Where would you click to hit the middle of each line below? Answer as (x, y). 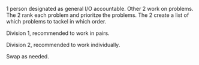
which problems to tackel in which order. (56, 21)
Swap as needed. (28, 56)
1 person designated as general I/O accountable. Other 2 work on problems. (100, 9)
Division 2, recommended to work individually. (63, 45)
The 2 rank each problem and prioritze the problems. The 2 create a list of (98, 15)
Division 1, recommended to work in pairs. (58, 33)
